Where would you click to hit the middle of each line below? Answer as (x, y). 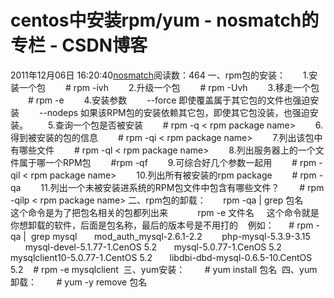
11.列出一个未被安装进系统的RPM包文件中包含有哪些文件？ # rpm (182, 187)
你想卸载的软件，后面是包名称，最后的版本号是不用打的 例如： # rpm (162, 225)
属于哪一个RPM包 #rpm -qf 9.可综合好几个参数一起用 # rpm (167, 162)
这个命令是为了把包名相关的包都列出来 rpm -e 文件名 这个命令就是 (165, 212)
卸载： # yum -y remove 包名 (79, 282)
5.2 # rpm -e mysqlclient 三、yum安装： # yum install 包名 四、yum (164, 269)
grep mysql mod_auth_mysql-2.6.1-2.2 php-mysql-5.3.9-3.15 (170, 236)
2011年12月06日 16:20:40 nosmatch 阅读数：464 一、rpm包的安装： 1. (160, 75)
